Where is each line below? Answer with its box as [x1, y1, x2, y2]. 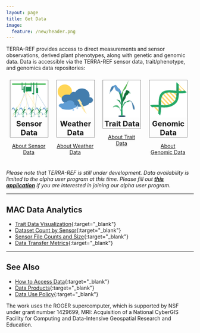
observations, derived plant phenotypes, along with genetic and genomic [6, 52, 186, 59]
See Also [6, 262, 40, 272]
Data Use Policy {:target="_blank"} [14, 290, 99, 297]
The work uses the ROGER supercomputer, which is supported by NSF [6, 302, 179, 309]
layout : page [6, 10, 39, 15]
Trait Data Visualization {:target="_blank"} [14, 221, 116, 228]
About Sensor [11, 143, 46, 150]
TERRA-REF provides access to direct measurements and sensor [6, 45, 165, 53]
